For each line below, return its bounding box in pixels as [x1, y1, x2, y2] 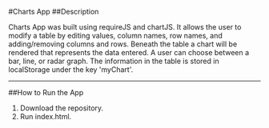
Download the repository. [19, 103, 104, 113]
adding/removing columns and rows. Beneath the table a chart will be [8, 39, 238, 49]
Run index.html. [19, 112, 72, 121]
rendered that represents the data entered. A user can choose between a [8, 48, 250, 57]
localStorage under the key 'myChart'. [8, 65, 134, 74]
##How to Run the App [8, 88, 84, 97]
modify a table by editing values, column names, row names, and [8, 31, 223, 40]
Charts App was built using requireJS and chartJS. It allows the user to [8, 22, 242, 31]
